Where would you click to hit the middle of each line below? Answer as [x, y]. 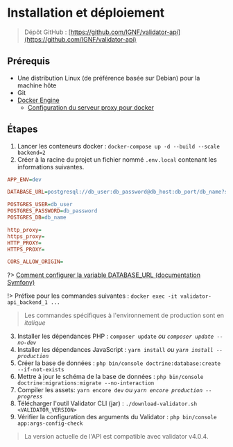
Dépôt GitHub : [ [48, 32]
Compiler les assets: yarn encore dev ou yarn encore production [110, 390]
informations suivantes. [51, 167]
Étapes [23, 129]
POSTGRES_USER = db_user [40, 205]
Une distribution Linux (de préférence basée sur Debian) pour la [109, 78]
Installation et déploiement [86, 13]
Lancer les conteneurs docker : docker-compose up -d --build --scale [119, 146]
